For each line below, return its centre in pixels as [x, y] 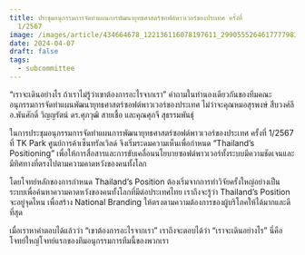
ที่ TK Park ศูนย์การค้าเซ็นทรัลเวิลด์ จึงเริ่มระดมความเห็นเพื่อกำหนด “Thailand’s [132, 142]
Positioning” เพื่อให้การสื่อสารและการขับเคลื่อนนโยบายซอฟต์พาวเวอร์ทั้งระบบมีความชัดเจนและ [152, 153]
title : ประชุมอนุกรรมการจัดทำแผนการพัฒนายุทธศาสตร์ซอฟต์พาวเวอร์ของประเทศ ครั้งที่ [126, 18]
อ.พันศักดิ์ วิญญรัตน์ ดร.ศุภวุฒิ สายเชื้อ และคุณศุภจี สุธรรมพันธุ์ [102, 114]
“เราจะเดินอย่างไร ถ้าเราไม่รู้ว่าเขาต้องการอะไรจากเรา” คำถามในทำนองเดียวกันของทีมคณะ [141, 94]
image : [22, 34]
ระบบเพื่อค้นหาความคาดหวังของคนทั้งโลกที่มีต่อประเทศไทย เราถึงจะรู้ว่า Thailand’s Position [150, 191]
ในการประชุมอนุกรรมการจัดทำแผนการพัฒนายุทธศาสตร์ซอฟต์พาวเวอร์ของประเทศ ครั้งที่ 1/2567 [152, 132]
